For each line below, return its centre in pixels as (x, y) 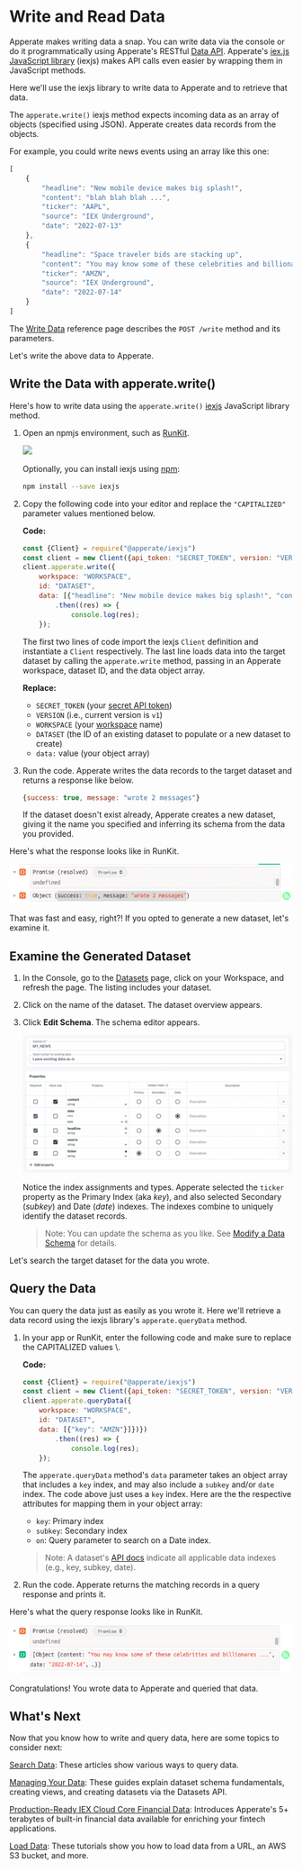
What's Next (45, 1716)
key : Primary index (70, 1521)
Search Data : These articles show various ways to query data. (124, 1765)
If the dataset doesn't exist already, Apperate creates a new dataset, (149, 815)
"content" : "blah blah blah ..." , (106, 197)
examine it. (30, 928)
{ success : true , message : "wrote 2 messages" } (111, 798)
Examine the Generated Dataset (100, 956)
